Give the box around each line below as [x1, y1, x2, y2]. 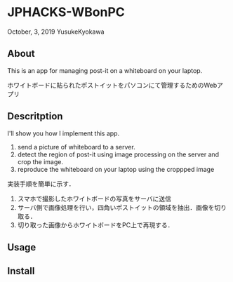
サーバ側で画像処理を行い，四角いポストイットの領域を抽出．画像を [17, 203, 215, 211]
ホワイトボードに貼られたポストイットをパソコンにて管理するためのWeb [7, 81, 218, 89]
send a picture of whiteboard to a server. [17, 142, 135, 151]
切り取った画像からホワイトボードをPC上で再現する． [17, 220, 174, 229]
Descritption [7, 110, 63, 123]
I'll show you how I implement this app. [7, 129, 120, 137]
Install [7, 265, 35, 277]
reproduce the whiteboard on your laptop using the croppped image [17, 165, 215, 173]
